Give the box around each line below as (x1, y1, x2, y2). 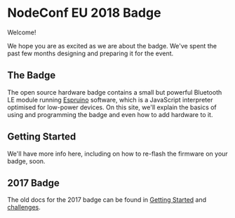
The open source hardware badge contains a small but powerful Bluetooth (7, 88, 222, 96)
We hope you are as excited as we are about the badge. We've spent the (7, 41, 217, 50)
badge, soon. (7, 156, 46, 165)
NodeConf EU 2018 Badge (7, 5, 161, 21)
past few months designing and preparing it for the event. (7, 49, 174, 57)
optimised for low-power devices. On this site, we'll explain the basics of (7, 103, 217, 111)
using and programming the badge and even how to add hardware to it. (7, 110, 213, 118)
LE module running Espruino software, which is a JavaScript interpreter (7, 95, 213, 104)
